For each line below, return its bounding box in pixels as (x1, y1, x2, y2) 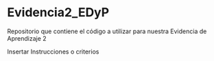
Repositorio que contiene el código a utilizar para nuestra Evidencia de (7, 27, 207, 35)
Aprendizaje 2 (7, 34, 47, 42)
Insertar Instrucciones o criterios (7, 47, 99, 56)
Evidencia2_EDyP (7, 5, 110, 20)
